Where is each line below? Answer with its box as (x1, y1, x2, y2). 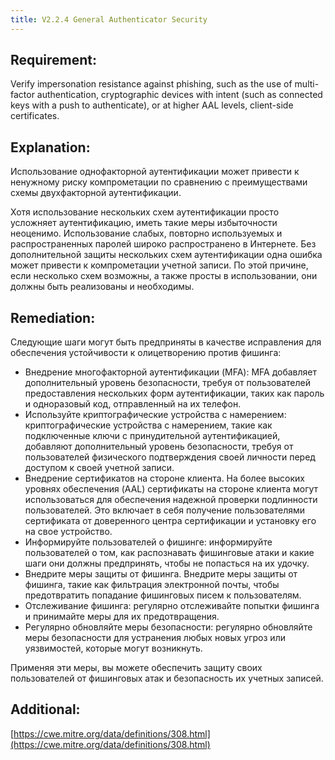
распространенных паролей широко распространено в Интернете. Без (10, 238, 317, 250)
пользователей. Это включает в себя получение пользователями (24, 504, 306, 516)
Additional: (10, 701, 81, 718)
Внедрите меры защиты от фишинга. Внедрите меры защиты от (24, 568, 298, 580)
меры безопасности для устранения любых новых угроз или (24, 632, 286, 644)
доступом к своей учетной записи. (24, 462, 175, 474)
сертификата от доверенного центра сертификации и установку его (24, 515, 317, 527)
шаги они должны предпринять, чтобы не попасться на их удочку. (24, 557, 310, 570)
